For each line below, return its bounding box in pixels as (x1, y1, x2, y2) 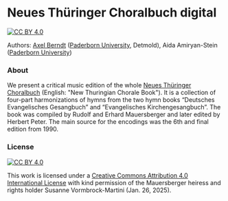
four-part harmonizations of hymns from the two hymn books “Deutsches (7, 96, 215, 104)
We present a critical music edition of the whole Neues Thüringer (7, 81, 192, 89)
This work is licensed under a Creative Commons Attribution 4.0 (7, 171, 189, 180)
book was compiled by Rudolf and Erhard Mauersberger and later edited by (7, 110, 220, 118)
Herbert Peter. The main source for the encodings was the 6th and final (7, 118, 209, 126)
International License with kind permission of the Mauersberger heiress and (7, 178, 221, 187)
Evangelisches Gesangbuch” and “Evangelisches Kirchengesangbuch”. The (7, 103, 221, 112)
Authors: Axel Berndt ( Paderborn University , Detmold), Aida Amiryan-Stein (7, 41, 218, 49)
